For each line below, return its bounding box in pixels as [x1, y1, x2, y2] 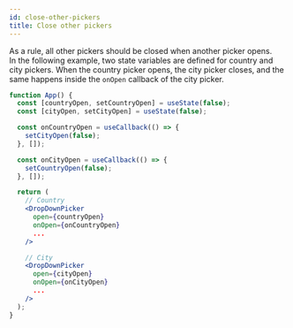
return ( [17, 187, 49, 197]
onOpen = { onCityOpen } [32, 278, 109, 287]
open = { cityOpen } [32, 270, 93, 278]
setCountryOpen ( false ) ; [25, 164, 113, 172]
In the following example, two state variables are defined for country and [9, 55, 274, 65]
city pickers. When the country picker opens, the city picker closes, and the [9, 64, 284, 75]
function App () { [9, 90, 73, 100]
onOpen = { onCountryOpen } [32, 220, 121, 230]
